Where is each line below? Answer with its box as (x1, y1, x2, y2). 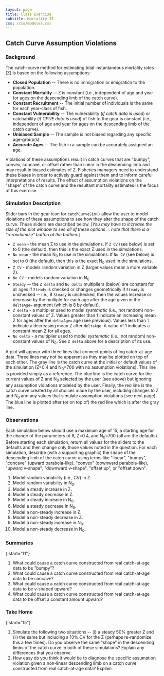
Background (5, 53, 36, 60)
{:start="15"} (5, 620, 31, 626)
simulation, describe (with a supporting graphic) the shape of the (5, 450, 136, 455)
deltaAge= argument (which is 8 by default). (12, 302, 100, 308)
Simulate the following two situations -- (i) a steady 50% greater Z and (12, 629, 154, 635)
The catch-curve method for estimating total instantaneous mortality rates (5, 65, 154, 70)
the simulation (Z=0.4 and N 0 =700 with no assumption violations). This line (5, 364, 156, 372)
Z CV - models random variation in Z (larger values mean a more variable (12, 264, 158, 270)
